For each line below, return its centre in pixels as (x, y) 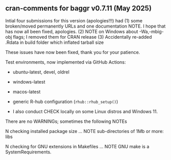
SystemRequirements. (29, 152)
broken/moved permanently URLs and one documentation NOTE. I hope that (86, 26)
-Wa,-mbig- (152, 31)
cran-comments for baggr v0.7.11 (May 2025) (79, 8)
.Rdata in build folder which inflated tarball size (55, 42)
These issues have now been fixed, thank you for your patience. (73, 52)
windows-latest (29, 82)
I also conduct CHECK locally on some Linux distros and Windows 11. (85, 111)
